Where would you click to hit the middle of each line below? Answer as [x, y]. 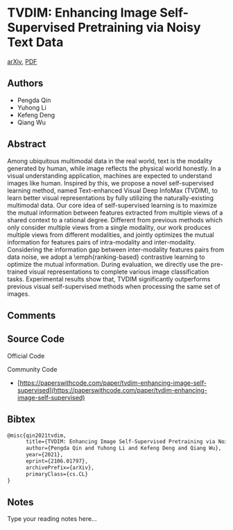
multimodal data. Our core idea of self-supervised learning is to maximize [112, 205]
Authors [25, 84]
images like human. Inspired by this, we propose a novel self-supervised [111, 183]
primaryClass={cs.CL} [57, 474]
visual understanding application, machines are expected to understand [110, 176]
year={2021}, [44, 455]
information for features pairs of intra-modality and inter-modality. [102, 242]
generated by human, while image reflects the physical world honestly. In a [114, 168]
